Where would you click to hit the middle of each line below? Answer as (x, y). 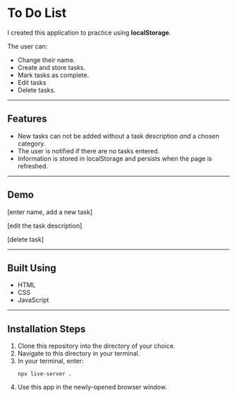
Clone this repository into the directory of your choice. (96, 346)
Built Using (32, 268)
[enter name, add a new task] (50, 212)
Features (27, 119)
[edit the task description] (45, 226)
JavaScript (33, 300)
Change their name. (46, 60)
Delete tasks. (37, 90)
